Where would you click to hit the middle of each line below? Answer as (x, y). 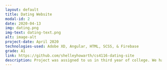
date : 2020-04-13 (23, 23)
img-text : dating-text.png (33, 33)
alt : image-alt (21, 37)
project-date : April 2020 (32, 42)
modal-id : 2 (17, 19)
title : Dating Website (29, 14)
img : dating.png (22, 28)
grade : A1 (15, 51)
